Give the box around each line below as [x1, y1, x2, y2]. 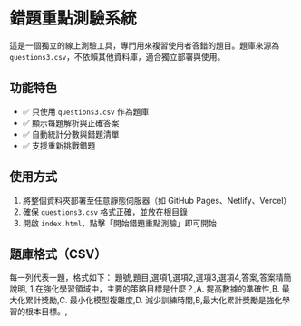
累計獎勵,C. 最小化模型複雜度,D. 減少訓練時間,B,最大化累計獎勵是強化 [24, 295, 283, 306]
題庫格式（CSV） [9, 246, 107, 262]
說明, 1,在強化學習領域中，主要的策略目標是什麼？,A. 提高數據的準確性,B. [9, 283, 280, 294]
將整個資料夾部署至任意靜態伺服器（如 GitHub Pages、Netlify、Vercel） [22, 195, 292, 206]
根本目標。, [24, 306, 68, 317]
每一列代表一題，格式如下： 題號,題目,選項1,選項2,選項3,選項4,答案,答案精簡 [9, 273, 292, 283]
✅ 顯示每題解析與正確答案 [22, 117, 120, 128]
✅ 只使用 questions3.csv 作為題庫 [22, 106, 150, 117]
